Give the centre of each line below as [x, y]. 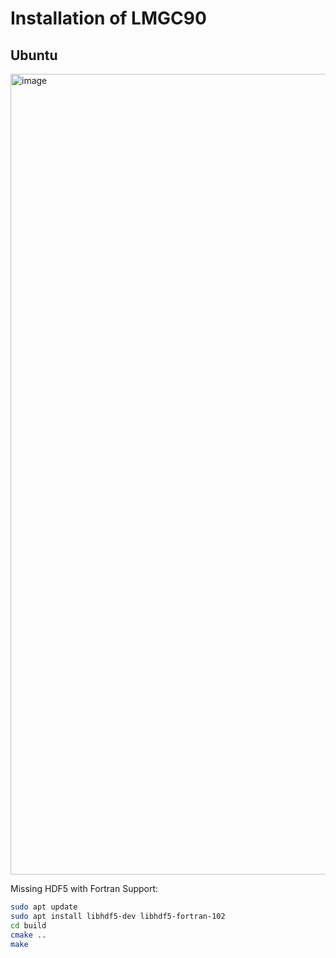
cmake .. [28, 935]
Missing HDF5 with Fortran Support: [84, 888]
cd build [28, 925]
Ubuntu [34, 55]
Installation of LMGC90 [108, 18]
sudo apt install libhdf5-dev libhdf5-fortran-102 [118, 916]
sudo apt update [44, 907]
